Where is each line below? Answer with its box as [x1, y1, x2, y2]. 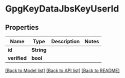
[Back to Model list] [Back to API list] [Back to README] [5, 67, 120, 73]
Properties [5, 23, 39, 32]
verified [7, 55, 27, 61]
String [31, 46, 46, 53]
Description [51, 38, 80, 45]
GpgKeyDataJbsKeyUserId [5, 3, 119, 15]
